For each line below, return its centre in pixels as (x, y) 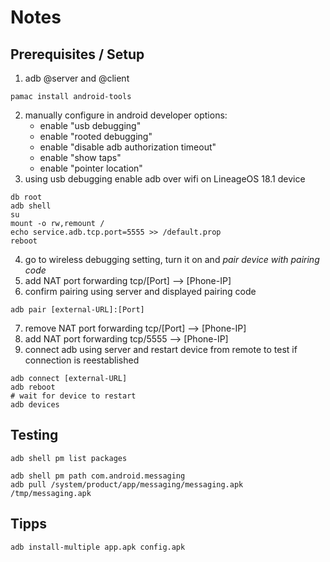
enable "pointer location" (91, 168)
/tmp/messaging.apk (51, 493)
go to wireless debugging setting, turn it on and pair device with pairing (172, 259)
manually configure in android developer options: (126, 115)
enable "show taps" (80, 157)
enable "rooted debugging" (96, 136)
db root (26, 197)
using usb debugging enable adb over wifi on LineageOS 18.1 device (165, 179)
